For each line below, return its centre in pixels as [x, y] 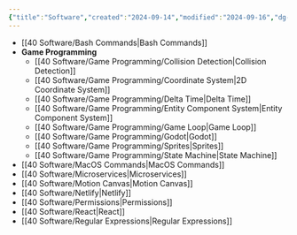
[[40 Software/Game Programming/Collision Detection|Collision [150, 61]
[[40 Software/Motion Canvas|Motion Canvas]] [107, 183]
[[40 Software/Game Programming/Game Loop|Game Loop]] [145, 127]
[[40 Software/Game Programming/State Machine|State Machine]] [156, 155]
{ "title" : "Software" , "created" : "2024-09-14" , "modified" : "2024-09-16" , [141, 17]
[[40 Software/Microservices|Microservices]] [104, 174]
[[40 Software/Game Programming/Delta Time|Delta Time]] [143, 99]
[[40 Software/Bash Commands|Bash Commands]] [114, 42]
